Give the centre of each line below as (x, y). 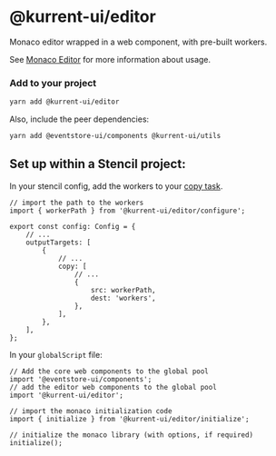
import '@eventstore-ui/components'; (81, 379)
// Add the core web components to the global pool (109, 371)
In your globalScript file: (56, 354)
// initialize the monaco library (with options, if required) (132, 435)
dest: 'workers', (123, 298)
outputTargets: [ (59, 243)
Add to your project (53, 83)
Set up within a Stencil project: (98, 164)
